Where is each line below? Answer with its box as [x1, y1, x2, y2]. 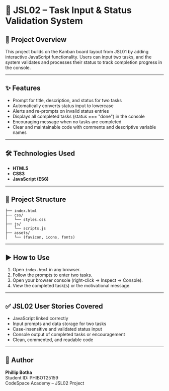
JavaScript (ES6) [12, 176, 49, 182]
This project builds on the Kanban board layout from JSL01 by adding [5, 49, 149, 54]
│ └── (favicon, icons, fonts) [5, 235, 75, 240]
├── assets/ [5, 230, 30, 236]
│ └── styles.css [5, 217, 46, 222]
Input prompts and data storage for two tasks [12, 321, 107, 327]
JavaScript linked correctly [12, 316, 69, 322]
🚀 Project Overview [5, 35, 67, 44]
